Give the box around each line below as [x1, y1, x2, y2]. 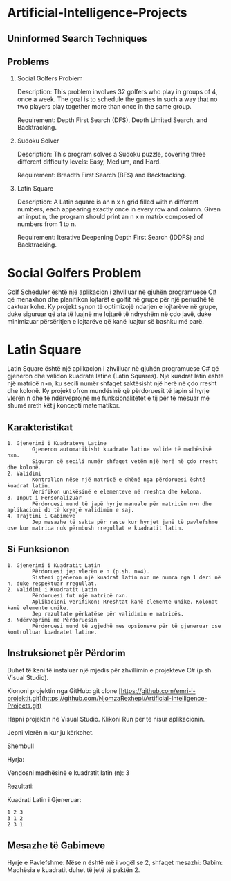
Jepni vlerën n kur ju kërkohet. [7, 728, 95, 736]
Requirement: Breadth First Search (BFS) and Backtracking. [17, 171, 187, 180]
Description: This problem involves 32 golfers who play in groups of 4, [17, 88, 218, 96]
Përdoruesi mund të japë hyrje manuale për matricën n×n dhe [32, 500, 212, 507]
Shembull [7, 742, 35, 750]
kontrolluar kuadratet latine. [7, 629, 98, 636]
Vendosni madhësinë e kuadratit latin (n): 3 [7, 768, 130, 777]
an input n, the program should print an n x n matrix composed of [17, 213, 203, 221]
